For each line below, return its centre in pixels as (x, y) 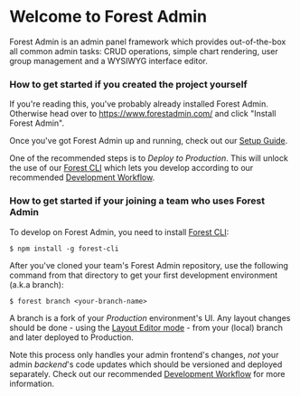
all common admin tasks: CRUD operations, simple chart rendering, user (144, 51)
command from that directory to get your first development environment (144, 275)
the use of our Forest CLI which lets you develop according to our (131, 168)
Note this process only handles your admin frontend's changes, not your (144, 354)
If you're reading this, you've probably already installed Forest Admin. (139, 104)
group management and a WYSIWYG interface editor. (108, 61)
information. (32, 383)
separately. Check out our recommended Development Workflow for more (148, 373)
